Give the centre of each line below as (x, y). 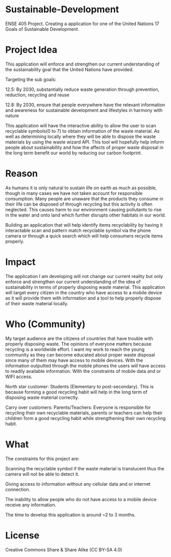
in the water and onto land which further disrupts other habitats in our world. (86, 215)
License (22, 535)
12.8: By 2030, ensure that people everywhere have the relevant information (85, 105)
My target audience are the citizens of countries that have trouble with (79, 338)
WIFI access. (19, 376)
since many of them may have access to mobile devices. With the (74, 360)
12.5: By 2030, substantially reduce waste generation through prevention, (82, 89)
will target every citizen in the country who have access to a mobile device (84, 292)
